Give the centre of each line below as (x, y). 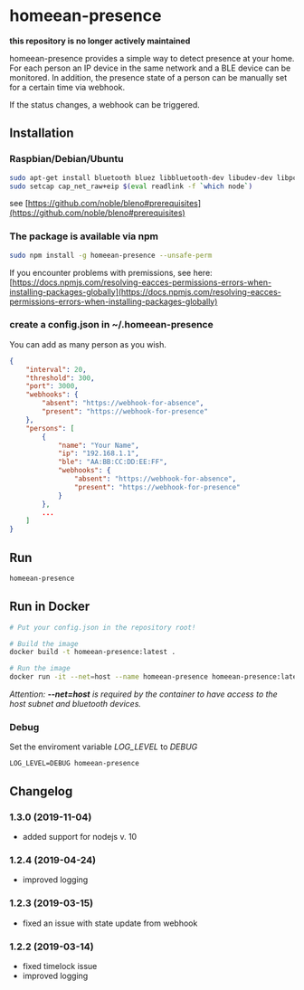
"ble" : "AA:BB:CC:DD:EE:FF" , (113, 462)
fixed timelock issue (60, 966)
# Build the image (44, 643)
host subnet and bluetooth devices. (76, 704)
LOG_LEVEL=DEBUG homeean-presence (75, 764)
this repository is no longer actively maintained (100, 41)
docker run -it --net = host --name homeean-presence (109, 677)
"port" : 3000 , (52, 386)
